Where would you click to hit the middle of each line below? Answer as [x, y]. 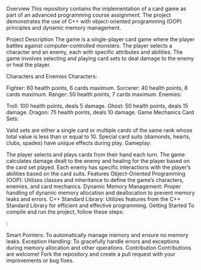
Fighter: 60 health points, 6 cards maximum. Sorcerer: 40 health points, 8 [97, 88]
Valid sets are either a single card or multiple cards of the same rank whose [100, 130]
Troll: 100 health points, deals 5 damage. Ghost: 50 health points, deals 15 [97, 106]
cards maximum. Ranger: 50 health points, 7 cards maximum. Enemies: [94, 94]
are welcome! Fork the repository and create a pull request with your [91, 254]
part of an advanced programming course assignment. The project [88, 15]
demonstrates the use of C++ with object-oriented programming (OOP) [94, 21]
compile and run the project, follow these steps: [65, 212]
